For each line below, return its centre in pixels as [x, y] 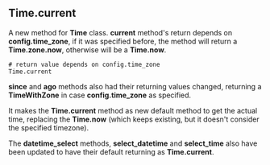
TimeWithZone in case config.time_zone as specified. [100, 95]
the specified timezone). [49, 127]
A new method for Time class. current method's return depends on [120, 32]
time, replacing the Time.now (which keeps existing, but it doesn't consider [134, 119]
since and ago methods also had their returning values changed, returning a [135, 86]
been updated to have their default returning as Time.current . [111, 151]
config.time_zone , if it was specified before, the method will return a [123, 41]
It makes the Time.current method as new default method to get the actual [133, 110]
